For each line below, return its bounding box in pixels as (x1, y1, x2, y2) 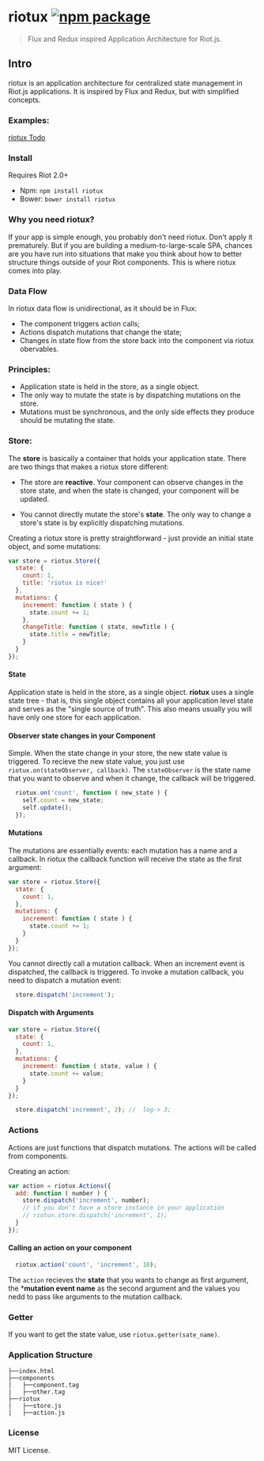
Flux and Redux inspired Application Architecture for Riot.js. (27, 34, 222, 44)
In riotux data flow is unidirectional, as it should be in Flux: (8, 303, 198, 313)
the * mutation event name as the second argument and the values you (8, 1284, 240, 1293)
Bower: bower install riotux (19, 194, 116, 204)
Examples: (8, 115, 50, 126)
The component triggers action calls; (19, 319, 141, 328)
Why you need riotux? (8, 214, 95, 225)
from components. (8, 1151, 69, 1161)
